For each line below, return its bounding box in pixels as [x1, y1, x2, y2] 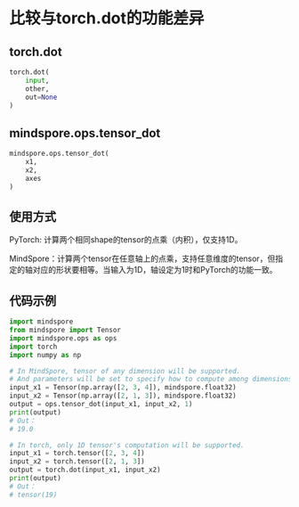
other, [25, 84, 50, 94]
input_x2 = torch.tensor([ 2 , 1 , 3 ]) [9, 457, 145, 466]
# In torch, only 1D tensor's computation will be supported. [9, 440, 245, 450]
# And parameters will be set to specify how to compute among [9, 375, 249, 384]
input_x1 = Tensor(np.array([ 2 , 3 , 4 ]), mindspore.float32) [9, 383, 238, 392]
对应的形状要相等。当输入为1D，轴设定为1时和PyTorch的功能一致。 [32, 265, 278, 275]
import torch [9, 342, 58, 351]
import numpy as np [9, 350, 82, 359]
